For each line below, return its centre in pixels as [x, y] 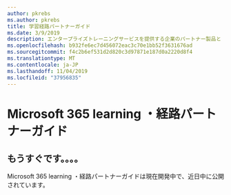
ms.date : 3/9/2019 [33, 33]
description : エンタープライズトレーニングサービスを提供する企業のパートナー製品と [114, 39]
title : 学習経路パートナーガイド [49, 26]
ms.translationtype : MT [41, 59]
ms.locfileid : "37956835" [44, 78]
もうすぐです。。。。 [45, 158]
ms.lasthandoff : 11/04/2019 [48, 71]
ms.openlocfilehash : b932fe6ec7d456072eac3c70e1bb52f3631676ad [100, 45]
